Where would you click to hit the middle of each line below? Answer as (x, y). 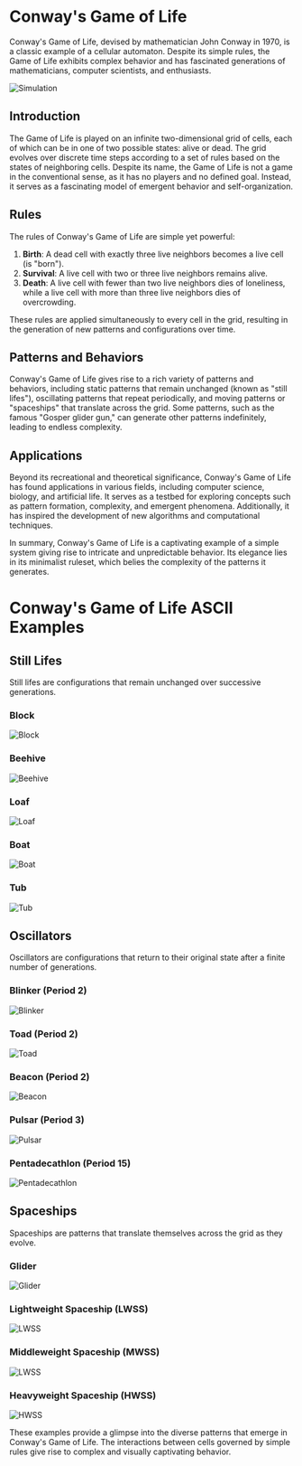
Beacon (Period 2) (50, 1077)
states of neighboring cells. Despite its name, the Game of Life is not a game (151, 167)
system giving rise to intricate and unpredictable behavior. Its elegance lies (148, 552)
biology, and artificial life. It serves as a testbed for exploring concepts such (150, 497)
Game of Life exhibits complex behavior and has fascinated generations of (147, 61)
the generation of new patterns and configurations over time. (123, 329)
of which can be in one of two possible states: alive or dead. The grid (138, 147)
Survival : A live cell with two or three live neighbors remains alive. (145, 273)
